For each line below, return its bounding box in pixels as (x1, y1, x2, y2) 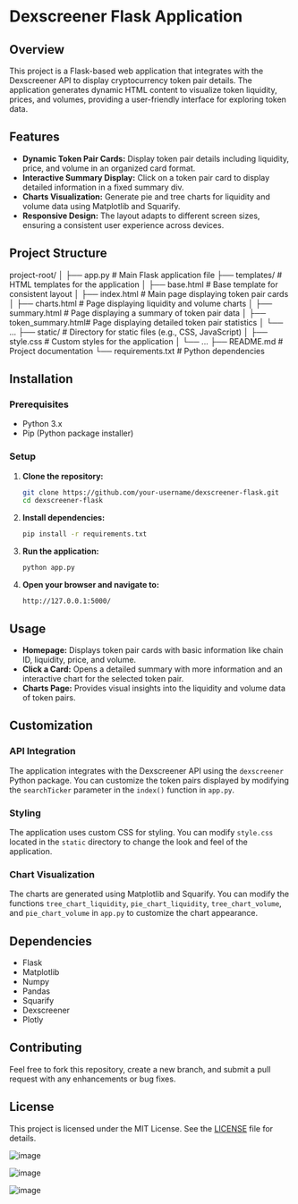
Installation (9, 371, 73, 386)
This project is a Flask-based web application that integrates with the (9, 65, 264, 76)
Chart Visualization (9, 868, 96, 880)
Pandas (21, 986, 51, 996)
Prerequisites (9, 398, 69, 411)
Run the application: (21, 546, 100, 556)
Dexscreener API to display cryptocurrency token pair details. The (9, 75, 252, 86)
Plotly (21, 1014, 44, 1025)
